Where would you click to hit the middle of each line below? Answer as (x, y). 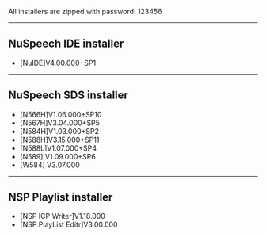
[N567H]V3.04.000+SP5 (60, 123)
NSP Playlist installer (61, 197)
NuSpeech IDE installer (66, 44)
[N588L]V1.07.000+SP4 (58, 148)
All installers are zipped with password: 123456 (85, 11)
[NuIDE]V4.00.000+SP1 (58, 63)
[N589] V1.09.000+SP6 (58, 156)
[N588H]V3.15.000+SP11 (59, 140)
